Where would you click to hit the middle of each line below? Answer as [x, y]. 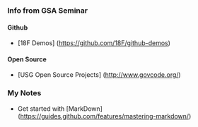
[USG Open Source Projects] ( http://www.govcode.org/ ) [99, 75]
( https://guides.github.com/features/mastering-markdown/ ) [104, 116]
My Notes [24, 93]
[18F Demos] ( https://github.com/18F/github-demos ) [94, 43]
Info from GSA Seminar [48, 11]
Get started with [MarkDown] [60, 109]
